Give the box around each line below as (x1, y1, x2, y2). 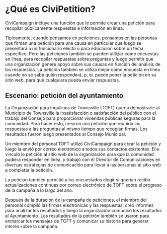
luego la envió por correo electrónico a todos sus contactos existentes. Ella (5, 146, 159, 152)
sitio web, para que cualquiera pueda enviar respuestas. (5, 77, 120, 83)
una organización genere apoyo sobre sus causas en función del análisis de (5, 61, 161, 67)
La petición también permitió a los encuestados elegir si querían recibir (5, 176, 151, 182)
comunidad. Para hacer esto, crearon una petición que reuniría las (5, 120, 141, 126)
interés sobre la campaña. (5, 223, 59, 229)
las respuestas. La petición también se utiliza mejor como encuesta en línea (5, 66, 160, 73)
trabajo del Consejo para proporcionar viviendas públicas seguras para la (5, 115, 156, 121)
